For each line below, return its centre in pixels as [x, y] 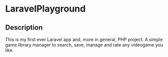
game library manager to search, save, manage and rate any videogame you [84, 45]
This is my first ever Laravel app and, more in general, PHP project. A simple [84, 39]
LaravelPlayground [46, 9]
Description [24, 27]
